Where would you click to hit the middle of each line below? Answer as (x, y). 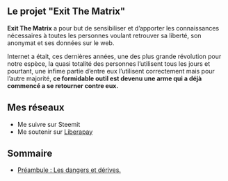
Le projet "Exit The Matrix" (66, 11)
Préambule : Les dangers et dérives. (69, 170)
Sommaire (30, 154)
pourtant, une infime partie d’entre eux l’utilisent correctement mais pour (111, 71)
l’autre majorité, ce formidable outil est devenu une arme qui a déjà (105, 78)
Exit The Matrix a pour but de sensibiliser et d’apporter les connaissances (113, 28)
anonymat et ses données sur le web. (61, 43)
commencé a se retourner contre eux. (63, 85)
